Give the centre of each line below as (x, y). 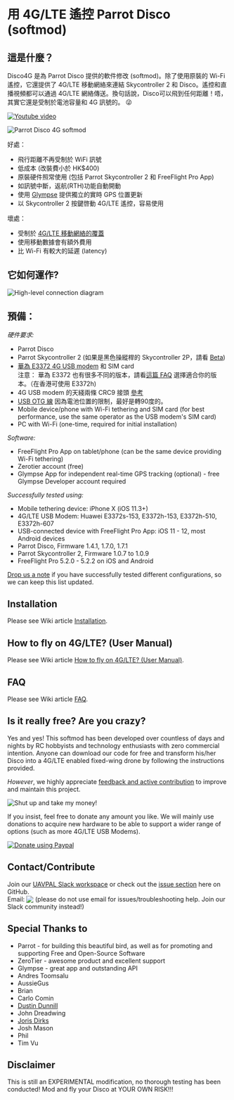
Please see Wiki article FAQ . (47, 699)
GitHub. (18, 892)
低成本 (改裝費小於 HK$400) (58, 168)
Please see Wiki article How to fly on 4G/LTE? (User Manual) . (96, 660)
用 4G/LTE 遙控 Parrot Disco (89, 14)
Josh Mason (35, 1028)
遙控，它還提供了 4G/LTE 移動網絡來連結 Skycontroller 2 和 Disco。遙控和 (114, 84)
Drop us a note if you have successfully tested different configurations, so (115, 574)
